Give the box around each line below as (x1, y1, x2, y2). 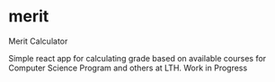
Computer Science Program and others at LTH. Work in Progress (8, 62, 248, 73)
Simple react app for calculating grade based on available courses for (8, 53, 267, 63)
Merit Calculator (8, 36, 68, 46)
